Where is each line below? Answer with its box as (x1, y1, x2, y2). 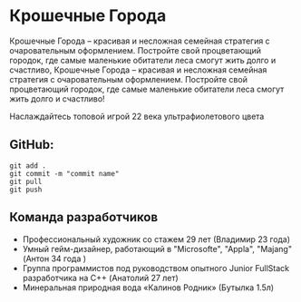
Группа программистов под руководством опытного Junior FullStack (22, 262, 290, 273)
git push (9, 185, 43, 194)
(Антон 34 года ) (22, 253, 87, 264)
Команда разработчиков (9, 209, 159, 225)
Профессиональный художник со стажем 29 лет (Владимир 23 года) (22, 233, 291, 245)
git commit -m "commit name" (9, 169, 120, 178)
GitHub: (9, 137, 54, 152)
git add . (9, 161, 47, 170)
